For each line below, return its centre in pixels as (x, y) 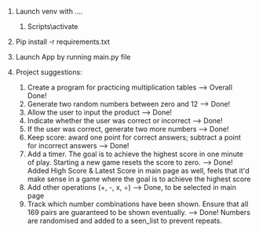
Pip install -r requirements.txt (62, 42)
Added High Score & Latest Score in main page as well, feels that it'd (138, 171)
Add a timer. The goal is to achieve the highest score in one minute (135, 154)
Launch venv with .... (49, 11)
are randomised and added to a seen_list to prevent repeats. (124, 220)
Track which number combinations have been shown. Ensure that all (138, 204)
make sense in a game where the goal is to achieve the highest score (139, 179)
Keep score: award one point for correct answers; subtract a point (134, 137)
